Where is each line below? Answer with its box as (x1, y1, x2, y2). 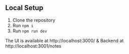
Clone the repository (12, 17, 55, 23)
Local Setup (5, 4, 44, 12)
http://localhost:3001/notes (5, 43, 61, 49)
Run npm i (12, 22, 34, 28)
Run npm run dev (12, 28, 47, 34)
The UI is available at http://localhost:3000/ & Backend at (5, 37, 124, 43)
